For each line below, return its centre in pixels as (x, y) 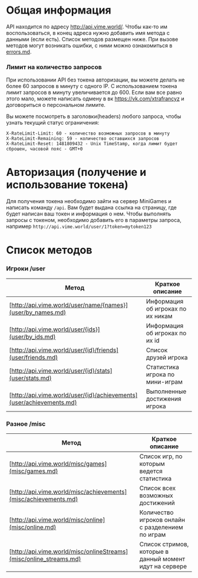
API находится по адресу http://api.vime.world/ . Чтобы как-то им (87, 27)
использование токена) (67, 185)
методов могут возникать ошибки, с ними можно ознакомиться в (89, 45)
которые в (154, 551)
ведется (151, 471)
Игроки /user (26, 269)
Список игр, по (161, 456)
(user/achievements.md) (43, 402)
